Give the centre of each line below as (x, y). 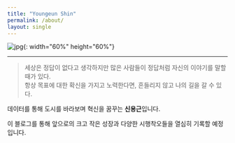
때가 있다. (37, 76)
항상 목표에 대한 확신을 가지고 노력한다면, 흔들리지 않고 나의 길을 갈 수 (119, 86)
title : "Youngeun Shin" (42, 14)
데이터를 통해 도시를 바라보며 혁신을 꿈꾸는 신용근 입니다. (84, 109)
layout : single (29, 27)
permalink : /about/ (36, 20)
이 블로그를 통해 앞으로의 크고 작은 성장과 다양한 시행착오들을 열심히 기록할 (109, 124)
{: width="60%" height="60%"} (69, 47)
